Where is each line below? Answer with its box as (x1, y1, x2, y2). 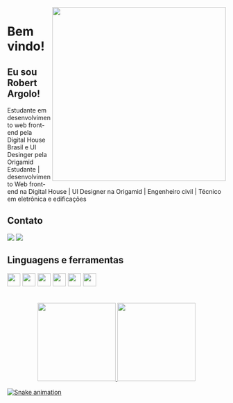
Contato (7, 215, 43, 227)
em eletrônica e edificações (7, 195, 87, 203)
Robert (7, 76, 37, 89)
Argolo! (7, 88, 40, 99)
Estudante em (7, 106, 47, 114)
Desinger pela (7, 151, 47, 158)
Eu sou (7, 66, 37, 78)
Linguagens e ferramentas (7, 254, 124, 266)
